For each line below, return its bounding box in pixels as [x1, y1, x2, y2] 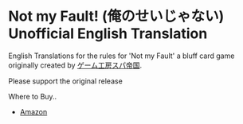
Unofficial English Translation [8, 25, 208, 43]
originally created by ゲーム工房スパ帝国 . [8, 60, 143, 70]
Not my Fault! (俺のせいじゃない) [8, 7, 225, 25]
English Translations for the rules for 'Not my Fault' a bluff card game [8, 51, 235, 60]
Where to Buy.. [8, 91, 57, 101]
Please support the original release [8, 76, 123, 86]
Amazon [19, 107, 48, 116]
